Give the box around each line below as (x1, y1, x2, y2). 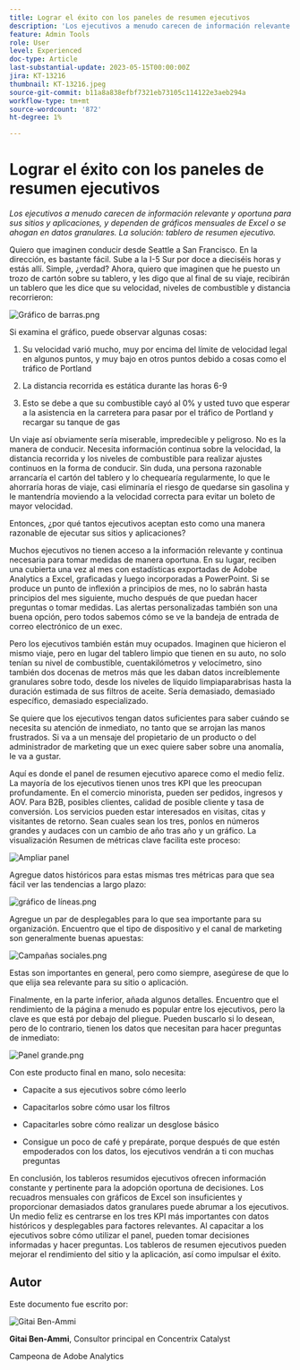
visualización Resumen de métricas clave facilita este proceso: (9, 835, 241, 846)
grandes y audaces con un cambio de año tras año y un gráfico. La (9, 826, 257, 836)
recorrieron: (9, 292, 54, 303)
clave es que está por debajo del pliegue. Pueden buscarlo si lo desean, (9, 1014, 275, 1024)
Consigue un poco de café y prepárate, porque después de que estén (21, 1136, 280, 1147)
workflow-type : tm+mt (9, 96, 90, 106)
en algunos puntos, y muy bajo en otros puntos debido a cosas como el (21, 354, 287, 364)
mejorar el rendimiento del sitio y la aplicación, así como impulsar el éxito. (9, 1249, 281, 1260)
